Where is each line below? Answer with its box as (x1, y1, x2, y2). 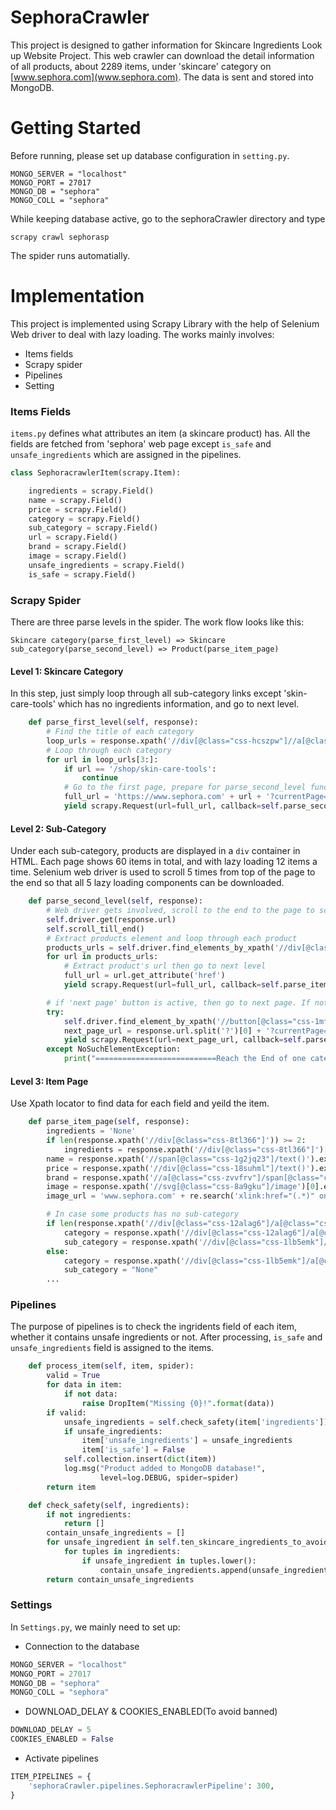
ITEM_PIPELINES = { (10, 1772, 92, 1782)
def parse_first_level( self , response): (28, 717, 199, 728)
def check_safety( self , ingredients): (28, 1500, 190, 1510)
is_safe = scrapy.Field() (28, 569, 137, 580)
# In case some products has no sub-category (46, 1209, 240, 1220)
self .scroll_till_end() (46, 924, 145, 934)
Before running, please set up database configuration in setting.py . (10, 149, 290, 161)
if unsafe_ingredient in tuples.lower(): (81, 1556, 257, 1566)
